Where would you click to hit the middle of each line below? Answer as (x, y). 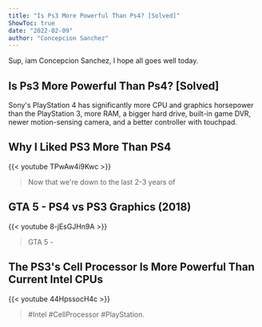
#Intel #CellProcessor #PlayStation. (86, 314)
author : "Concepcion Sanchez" (59, 38)
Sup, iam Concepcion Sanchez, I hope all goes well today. (103, 61)
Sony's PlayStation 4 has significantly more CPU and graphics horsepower (131, 106)
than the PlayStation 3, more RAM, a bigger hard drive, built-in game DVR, (130, 114)
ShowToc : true (32, 23)
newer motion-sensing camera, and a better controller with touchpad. (123, 122)
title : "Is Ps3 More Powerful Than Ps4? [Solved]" (94, 16)
